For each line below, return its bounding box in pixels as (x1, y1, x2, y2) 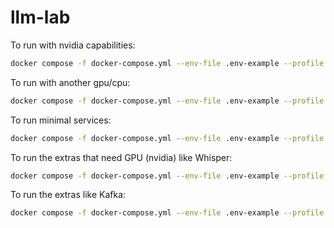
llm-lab (10, 6, 71, 29)
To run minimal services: (10, 114, 112, 126)
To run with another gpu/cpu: (10, 76, 131, 88)
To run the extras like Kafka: (10, 189, 127, 201)
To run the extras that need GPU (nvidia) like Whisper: (10, 151, 233, 163)
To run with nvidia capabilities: (10, 39, 136, 51)
